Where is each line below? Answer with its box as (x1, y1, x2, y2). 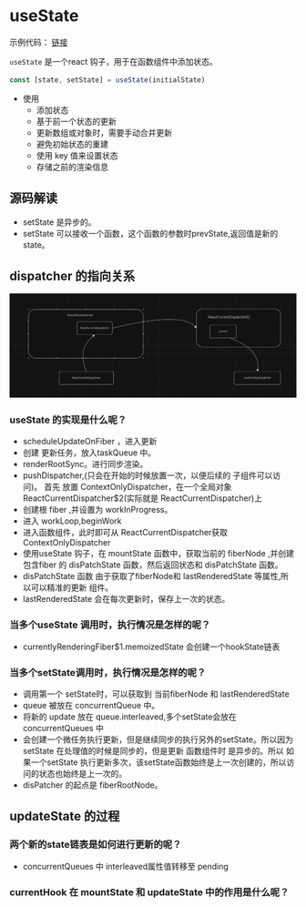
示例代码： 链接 (9, 36, 68, 47)
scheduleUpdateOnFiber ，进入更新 (22, 436, 158, 447)
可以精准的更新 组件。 (30, 582, 114, 593)
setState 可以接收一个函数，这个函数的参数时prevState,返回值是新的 (22, 228, 279, 239)
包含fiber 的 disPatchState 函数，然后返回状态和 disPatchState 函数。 (22, 559, 284, 570)
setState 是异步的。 (22, 216, 97, 228)
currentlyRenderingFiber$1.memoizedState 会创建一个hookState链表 (22, 641, 280, 652)
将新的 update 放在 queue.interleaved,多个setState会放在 (22, 711, 237, 722)
